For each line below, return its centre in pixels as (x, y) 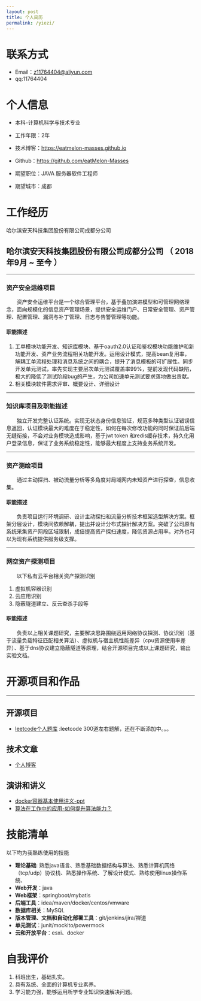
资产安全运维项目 (31, 288)
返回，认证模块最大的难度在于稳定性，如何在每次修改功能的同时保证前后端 (103, 428)
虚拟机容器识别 (33, 588)
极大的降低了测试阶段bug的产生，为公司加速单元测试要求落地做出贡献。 (103, 376)
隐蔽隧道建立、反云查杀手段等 (51, 603)
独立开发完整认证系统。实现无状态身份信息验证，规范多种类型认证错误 (103, 421)
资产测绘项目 (25, 465)
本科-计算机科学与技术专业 (48, 123)
